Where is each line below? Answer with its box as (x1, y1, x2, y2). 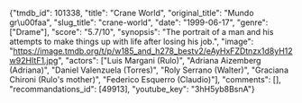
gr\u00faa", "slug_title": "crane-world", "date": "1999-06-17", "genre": (9, 17, 269, 28)
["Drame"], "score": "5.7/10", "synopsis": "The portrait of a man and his (9, 27, 274, 37)
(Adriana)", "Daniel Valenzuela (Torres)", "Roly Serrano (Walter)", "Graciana (9, 64, 288, 75)
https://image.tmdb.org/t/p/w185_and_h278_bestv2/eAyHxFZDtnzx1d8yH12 (13, 46, 293, 56)
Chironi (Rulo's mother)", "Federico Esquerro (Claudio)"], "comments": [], (9, 74, 281, 84)
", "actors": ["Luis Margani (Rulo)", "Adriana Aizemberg (58, 56, 261, 65)
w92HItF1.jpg (9, 56, 59, 65)
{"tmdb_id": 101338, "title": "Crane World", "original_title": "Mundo (9, 8, 254, 18)
